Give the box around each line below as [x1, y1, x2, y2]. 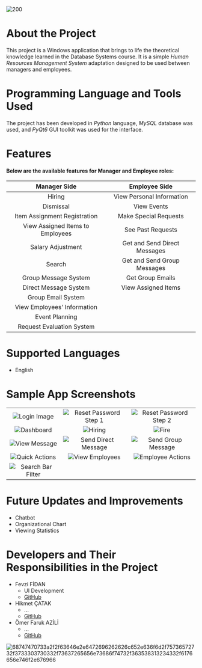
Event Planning [35, 313, 78, 321]
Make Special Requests [118, 212, 185, 221]
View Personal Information [113, 192, 188, 201]
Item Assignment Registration [14, 212, 98, 221]
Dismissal [42, 202, 70, 210]
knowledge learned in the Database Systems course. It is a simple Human [6, 53, 189, 60]
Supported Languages [6, 346, 120, 360]
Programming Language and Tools [6, 87, 182, 100]
